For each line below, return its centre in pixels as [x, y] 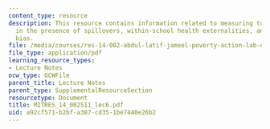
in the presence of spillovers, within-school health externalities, [134, 30]
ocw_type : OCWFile [39, 75]
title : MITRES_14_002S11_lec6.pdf [66, 105]
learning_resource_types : [51, 61]
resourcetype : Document [48, 98]
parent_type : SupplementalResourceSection [80, 90]
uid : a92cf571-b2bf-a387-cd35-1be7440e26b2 [82, 113]
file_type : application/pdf [55, 53]
